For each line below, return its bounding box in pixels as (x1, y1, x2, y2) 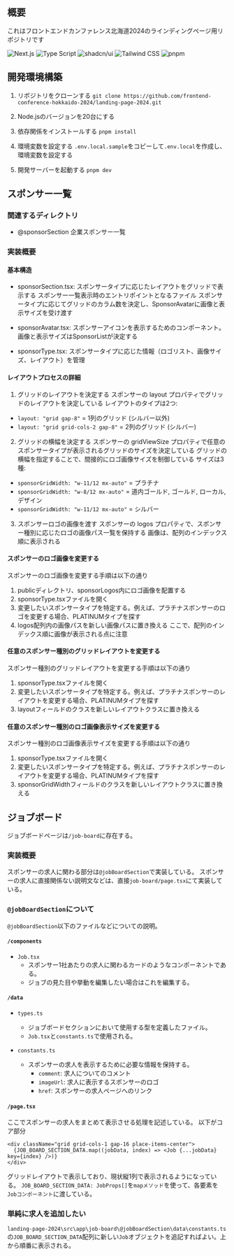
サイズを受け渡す (23, 308, 73, 317)
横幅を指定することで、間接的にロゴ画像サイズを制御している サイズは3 (17, 455, 225, 463)
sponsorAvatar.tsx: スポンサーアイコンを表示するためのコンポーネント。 (17, 324, 226, 332)
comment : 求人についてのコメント (38, 1069, 131, 1078)
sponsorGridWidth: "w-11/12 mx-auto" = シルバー (17, 504, 159, 513)
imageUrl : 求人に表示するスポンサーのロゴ (38, 1078, 159, 1086)
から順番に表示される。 (7, 1241, 75, 1250)
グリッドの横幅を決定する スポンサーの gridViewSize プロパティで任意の (17, 437, 226, 445)
